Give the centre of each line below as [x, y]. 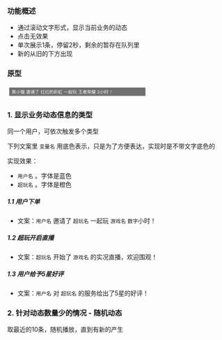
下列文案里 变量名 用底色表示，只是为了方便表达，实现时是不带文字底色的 [111, 146]
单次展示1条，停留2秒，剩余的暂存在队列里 [79, 45]
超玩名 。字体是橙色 [44, 184]
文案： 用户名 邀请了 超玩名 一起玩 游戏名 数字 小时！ [87, 221]
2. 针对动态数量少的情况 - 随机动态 [65, 313]
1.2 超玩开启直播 [31, 238]
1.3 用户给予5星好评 [35, 274]
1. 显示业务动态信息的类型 [50, 114]
